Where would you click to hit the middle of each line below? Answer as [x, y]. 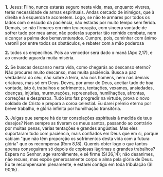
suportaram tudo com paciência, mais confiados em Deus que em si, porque [82, 133]
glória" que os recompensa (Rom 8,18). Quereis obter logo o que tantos [76, 144]
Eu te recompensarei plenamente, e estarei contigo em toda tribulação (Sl [79, 164]
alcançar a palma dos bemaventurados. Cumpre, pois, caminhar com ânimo [81, 38]
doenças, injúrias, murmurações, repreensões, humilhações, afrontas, [75, 93]
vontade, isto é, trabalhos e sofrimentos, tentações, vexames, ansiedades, [80, 88]
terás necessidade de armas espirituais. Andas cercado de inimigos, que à [80, 12]
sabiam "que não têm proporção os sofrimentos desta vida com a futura [77, 139]
